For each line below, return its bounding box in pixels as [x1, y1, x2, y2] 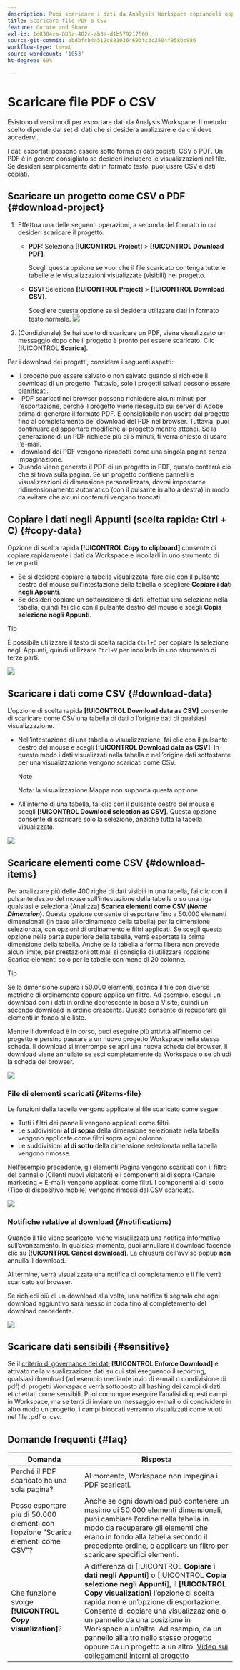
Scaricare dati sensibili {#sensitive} [7, 1341, 170, 1353]
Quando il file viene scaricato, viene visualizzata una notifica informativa [7, 1233, 221, 1242]
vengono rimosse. [17, 1149, 71, 1158]
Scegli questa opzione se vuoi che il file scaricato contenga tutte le [28, 263, 226, 272]
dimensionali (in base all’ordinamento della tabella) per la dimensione [7, 917, 211, 925]
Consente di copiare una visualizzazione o [84, 1606, 226, 1616]
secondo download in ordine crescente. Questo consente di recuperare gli [7, 1005, 226, 1014]
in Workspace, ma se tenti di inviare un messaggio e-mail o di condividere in [7, 1398, 232, 1406]
